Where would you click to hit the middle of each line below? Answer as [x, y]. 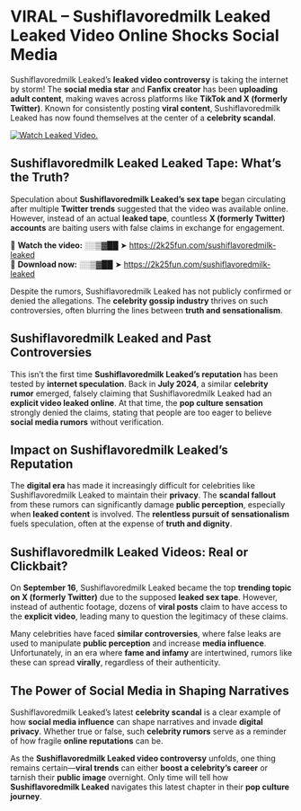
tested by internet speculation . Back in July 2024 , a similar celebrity [139, 383]
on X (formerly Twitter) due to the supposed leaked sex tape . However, [144, 597]
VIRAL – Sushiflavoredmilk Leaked [141, 17]
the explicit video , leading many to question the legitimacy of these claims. [149, 616]
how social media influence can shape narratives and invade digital [137, 722]
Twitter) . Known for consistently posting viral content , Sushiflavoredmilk [146, 108]
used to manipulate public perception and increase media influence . [138, 643]
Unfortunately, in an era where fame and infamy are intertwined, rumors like [151, 653]
